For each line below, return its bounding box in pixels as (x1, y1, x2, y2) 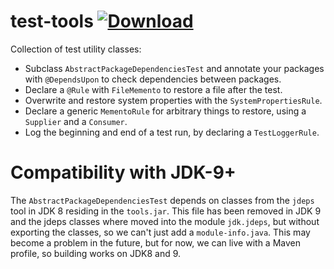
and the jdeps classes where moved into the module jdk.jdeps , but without (10, 215, 320, 227)
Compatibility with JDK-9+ (10, 161, 237, 184)
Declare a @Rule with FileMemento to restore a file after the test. (24, 83, 283, 95)
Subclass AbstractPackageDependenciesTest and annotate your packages (24, 62, 325, 74)
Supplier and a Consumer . (24, 115, 128, 127)
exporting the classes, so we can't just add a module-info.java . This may (10, 226, 311, 238)
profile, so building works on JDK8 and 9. (10, 247, 182, 259)
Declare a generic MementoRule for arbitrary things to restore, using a (24, 105, 307, 117)
